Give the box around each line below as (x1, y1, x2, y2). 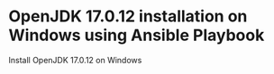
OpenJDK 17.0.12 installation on (8, 6, 248, 27)
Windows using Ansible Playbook (8, 25, 265, 45)
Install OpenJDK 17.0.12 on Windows (8, 54, 142, 65)
